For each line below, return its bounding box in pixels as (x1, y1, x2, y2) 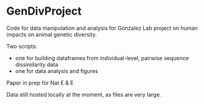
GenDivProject (6, 4, 82, 18)
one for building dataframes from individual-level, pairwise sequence (15, 54, 189, 61)
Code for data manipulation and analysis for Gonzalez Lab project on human (6, 24, 199, 32)
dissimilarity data (15, 61, 59, 68)
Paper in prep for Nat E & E (6, 79, 74, 86)
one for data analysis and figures (15, 67, 98, 74)
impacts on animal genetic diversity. (6, 30, 97, 38)
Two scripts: (6, 43, 38, 50)
